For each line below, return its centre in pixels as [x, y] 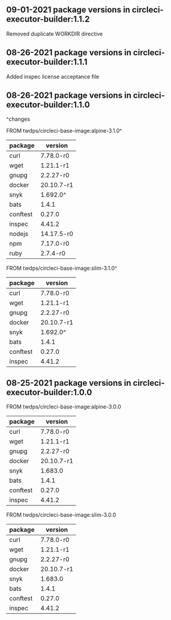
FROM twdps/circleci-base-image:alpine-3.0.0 [64, 407]
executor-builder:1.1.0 [48, 105]
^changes [18, 119]
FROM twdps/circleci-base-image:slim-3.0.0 [61, 515]
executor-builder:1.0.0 [49, 392]
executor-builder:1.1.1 [47, 62]
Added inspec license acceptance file [53, 76]
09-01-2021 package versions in [68, 10]
